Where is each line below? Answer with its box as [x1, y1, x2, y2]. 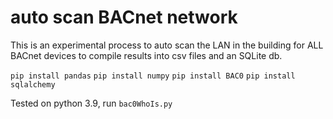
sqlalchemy [10, 79, 56, 90]
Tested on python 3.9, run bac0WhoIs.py [10, 97, 173, 109]
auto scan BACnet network [10, 6, 238, 29]
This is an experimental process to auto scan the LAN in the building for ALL [10, 39, 324, 51]
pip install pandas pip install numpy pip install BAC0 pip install [10, 71, 296, 81]
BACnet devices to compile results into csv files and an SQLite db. [10, 49, 283, 61]
